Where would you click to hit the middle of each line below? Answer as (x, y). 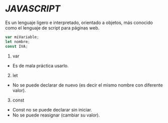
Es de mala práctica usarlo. (40, 65)
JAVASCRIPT (33, 9)
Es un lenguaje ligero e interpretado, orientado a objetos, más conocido (79, 22)
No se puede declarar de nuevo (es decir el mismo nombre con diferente (88, 85)
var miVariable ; (22, 37)
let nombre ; (18, 41)
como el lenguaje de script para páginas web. (52, 27)
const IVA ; (17, 46)
